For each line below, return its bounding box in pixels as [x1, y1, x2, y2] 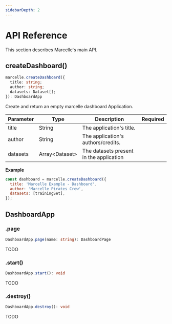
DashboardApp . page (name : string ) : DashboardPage [5, 237, 111, 242]
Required [141, 115, 164, 123]
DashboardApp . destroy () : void [5, 305, 70, 310]
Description [95, 115, 124, 123]
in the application [82, 153, 124, 160]
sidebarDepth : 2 [5, 7, 40, 13]
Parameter [8, 115, 34, 123]
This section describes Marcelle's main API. [5, 47, 98, 53]
